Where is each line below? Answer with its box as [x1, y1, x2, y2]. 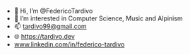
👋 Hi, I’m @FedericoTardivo [13, 7, 93, 15]
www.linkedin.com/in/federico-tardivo [13, 40, 125, 49]
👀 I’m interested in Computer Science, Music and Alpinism [13, 14, 183, 23]
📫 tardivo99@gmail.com [13, 22, 87, 30]
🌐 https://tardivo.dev [13, 32, 76, 40]
